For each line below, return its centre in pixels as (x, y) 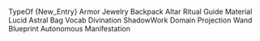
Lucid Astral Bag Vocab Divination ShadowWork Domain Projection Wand (130, 20)
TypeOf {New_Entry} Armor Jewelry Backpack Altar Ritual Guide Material (130, 12)
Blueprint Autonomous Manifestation (70, 29)
